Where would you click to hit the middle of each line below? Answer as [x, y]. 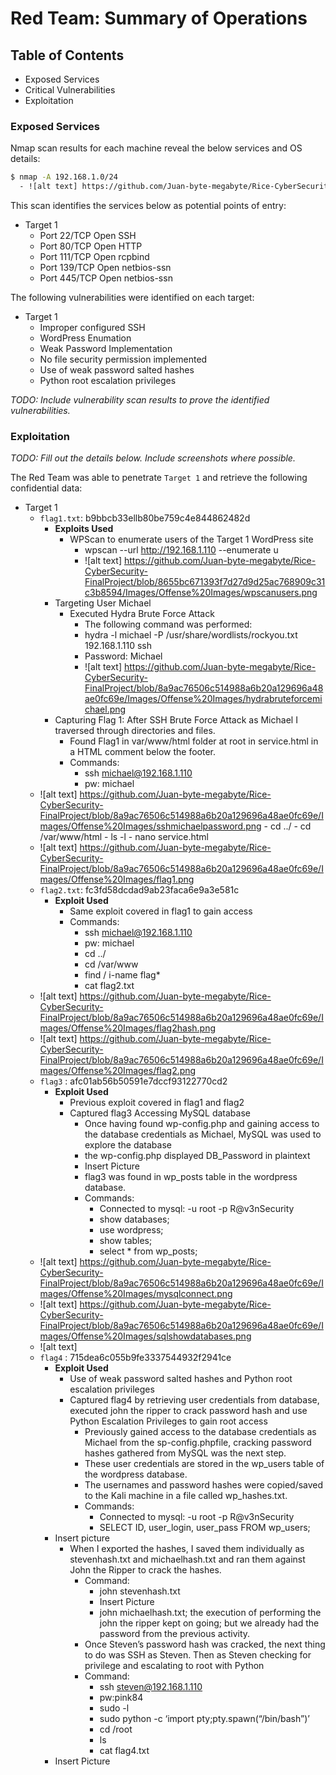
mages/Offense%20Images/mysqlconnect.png [136, 1294]
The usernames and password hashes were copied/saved [204, 1485]
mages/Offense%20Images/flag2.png [118, 1071]
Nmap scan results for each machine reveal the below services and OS [156, 148]
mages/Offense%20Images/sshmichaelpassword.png [150, 826]
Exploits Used [84, 529]
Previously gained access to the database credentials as [200, 1432]
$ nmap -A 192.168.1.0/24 [64, 177]
